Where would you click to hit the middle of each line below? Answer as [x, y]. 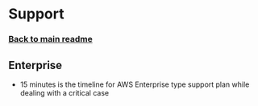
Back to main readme [50, 39]
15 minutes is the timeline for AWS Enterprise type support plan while [135, 84]
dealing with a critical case [64, 92]
